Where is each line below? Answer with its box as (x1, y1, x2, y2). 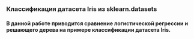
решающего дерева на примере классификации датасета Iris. (6, 26, 171, 33)
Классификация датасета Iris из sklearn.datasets (6, 5, 157, 13)
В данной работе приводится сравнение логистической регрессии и (6, 20, 188, 27)
